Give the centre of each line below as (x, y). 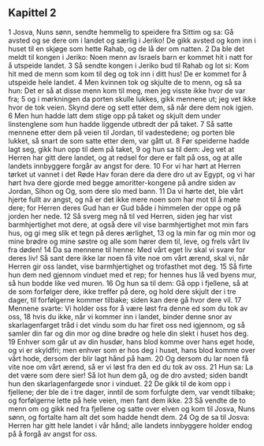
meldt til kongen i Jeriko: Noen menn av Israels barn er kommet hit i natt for (131, 57)
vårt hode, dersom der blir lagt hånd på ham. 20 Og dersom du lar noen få (128, 359)
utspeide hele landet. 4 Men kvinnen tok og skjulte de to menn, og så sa (125, 82)
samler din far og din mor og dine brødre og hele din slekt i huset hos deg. (128, 333)
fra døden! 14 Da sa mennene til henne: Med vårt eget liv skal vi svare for (127, 249)
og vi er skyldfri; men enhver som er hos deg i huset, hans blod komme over (132, 350)
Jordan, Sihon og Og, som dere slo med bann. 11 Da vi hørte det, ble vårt (126, 191)
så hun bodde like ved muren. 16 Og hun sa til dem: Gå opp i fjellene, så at (128, 283)
